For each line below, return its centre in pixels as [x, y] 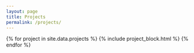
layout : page [22, 11]
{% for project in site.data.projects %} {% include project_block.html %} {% [97, 39]
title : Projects [26, 17]
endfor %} [18, 45]
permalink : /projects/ [34, 22]
